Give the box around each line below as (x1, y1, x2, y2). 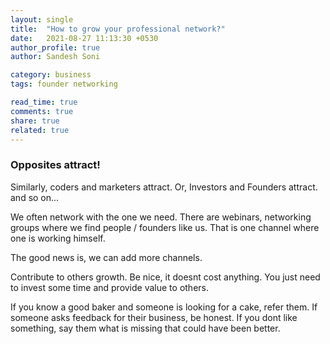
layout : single (10, 14, 74, 25)
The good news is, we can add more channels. (10, 251, 203, 263)
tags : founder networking (10, 79, 118, 90)
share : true (10, 116, 60, 126)
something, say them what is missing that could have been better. (10, 322, 281, 334)
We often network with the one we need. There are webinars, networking (10, 211, 312, 223)
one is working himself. (10, 232, 106, 244)
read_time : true (10, 97, 78, 107)
